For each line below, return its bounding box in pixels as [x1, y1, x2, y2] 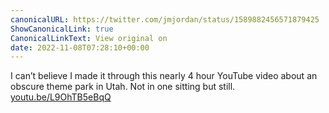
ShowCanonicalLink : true [10, 24, 114, 34]
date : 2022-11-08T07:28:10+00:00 [10, 42, 150, 53]
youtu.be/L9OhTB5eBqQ [10, 91, 112, 103]
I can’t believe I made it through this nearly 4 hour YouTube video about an [10, 70, 318, 82]
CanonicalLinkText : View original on [10, 33, 168, 43]
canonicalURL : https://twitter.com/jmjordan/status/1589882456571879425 [10, 14, 320, 25]
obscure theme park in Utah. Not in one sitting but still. [10, 81, 236, 93]
